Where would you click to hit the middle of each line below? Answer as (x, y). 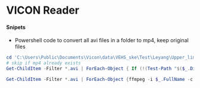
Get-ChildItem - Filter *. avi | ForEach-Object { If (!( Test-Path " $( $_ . (98, 69)
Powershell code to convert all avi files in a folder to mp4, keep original (101, 40)
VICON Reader (43, 10)
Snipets (16, 27)
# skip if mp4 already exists (44, 63)
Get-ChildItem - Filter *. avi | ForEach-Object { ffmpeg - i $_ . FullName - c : (101, 80)
